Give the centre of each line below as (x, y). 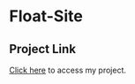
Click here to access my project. (67, 70)
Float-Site (46, 16)
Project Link (43, 49)
